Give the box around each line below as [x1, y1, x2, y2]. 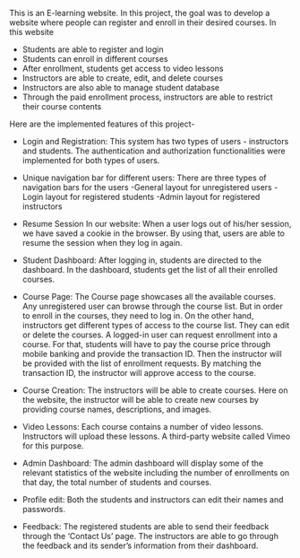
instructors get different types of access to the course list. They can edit [21, 320, 290, 330]
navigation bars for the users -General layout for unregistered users [21, 182, 273, 192]
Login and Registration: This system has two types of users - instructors [21, 136, 289, 146]
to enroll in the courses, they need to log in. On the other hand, [21, 310, 254, 321]
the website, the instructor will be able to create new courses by [21, 395, 260, 405]
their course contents [21, 101, 102, 111]
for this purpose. [21, 440, 84, 451]
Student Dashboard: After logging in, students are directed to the [21, 255, 262, 266]
